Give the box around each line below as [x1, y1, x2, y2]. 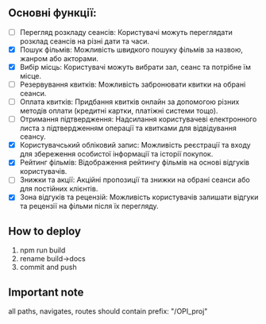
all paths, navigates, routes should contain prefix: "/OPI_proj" [8, 307, 208, 316]
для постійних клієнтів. [19, 184, 98, 194]
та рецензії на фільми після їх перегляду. [19, 202, 159, 211]
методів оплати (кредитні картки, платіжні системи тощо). [19, 106, 218, 116]
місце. [19, 71, 42, 80]
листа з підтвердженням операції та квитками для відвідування [19, 123, 237, 133]
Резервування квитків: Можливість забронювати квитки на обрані [19, 79, 246, 89]
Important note [8, 285, 84, 299]
